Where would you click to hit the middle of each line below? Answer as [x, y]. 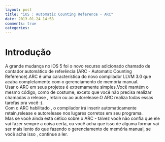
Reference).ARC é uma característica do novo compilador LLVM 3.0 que [78, 76]
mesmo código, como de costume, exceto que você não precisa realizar [78, 92]
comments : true [21, 23]
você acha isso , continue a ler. [36, 134]
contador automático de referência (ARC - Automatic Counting [68, 71]
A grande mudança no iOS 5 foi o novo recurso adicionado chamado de [78, 66]
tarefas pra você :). [24, 103]
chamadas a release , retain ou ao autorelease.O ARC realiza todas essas [79, 98]
